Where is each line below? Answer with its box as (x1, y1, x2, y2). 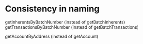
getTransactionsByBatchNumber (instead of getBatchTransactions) (5, 24, 139, 30)
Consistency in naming (5, 3, 100, 14)
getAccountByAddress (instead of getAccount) (5, 33, 98, 39)
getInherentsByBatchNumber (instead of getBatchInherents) (5, 19, 125, 25)
